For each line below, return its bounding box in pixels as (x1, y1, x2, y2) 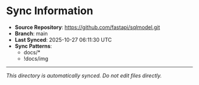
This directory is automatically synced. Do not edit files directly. (6, 72, 162, 79)
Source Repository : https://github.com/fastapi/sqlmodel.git (14, 24, 161, 31)
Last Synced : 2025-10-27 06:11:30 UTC (14, 36, 113, 43)
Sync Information (6, 4, 94, 18)
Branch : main (14, 30, 49, 37)
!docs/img (23, 55, 49, 62)
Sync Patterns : (14, 42, 52, 50)
